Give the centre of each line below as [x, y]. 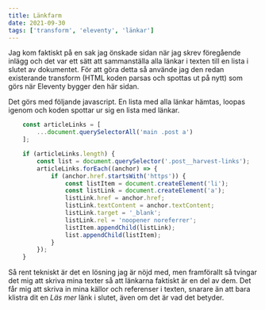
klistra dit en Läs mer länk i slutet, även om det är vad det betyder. [116, 297]
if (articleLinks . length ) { [69, 154]
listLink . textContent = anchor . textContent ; [140, 206]
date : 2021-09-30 [37, 23]
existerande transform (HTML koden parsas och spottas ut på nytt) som [126, 78]
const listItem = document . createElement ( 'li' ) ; [146, 183]
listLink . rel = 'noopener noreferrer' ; [131, 220]
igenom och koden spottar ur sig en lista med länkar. [94, 110]
